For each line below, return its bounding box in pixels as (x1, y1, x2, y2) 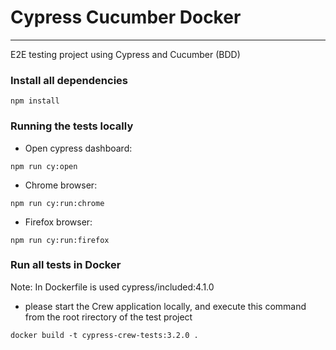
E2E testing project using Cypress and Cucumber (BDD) (10, 48, 241, 60)
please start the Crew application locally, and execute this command (24, 300, 307, 312)
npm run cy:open (10, 161, 78, 171)
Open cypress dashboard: (24, 142, 133, 154)
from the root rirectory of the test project (24, 311, 193, 323)
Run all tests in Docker (10, 258, 122, 272)
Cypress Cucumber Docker (10, 6, 242, 29)
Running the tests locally (10, 119, 134, 133)
